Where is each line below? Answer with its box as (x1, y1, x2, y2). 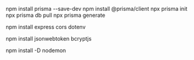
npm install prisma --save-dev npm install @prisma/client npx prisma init (5, 5, 188, 12)
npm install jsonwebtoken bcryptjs (5, 35, 92, 42)
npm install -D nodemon (5, 47, 66, 54)
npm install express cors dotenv (5, 24, 86, 30)
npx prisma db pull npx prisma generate (5, 12, 106, 19)
